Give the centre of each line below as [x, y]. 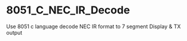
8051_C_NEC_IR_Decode [68, 10]
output [14, 32]
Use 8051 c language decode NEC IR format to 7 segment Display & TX [93, 26]
